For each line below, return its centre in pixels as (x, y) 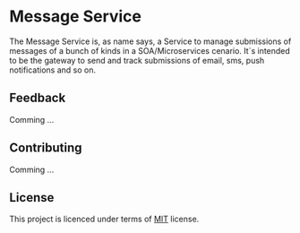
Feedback (38, 98)
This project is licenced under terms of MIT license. (104, 219)
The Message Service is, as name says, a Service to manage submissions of (150, 41)
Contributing (46, 148)
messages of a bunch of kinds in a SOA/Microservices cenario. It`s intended (150, 50)
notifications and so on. (53, 70)
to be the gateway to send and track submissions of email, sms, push (137, 60)
